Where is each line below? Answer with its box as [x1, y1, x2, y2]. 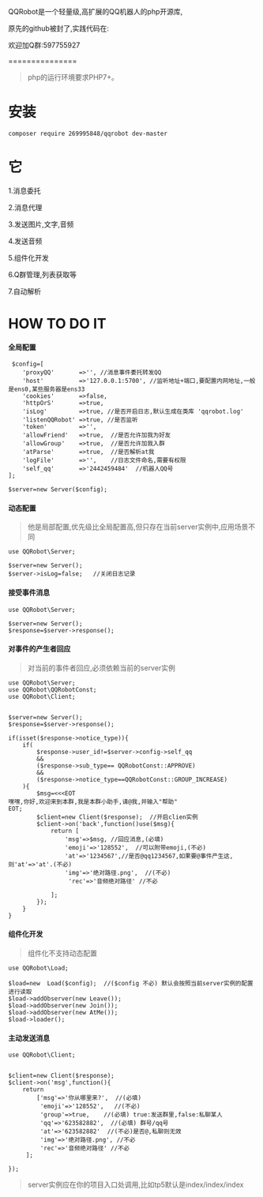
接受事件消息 [8, 587, 50, 598]
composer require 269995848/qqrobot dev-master [8, 129, 168, 137]
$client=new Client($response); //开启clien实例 [36, 812, 199, 821]
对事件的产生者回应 [8, 644, 71, 654]
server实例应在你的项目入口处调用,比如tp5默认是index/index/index [27, 1180, 244, 1190]
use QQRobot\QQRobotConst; [8, 685, 97, 693]
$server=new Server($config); [8, 486, 108, 493]
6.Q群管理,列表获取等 [8, 269, 77, 279]
